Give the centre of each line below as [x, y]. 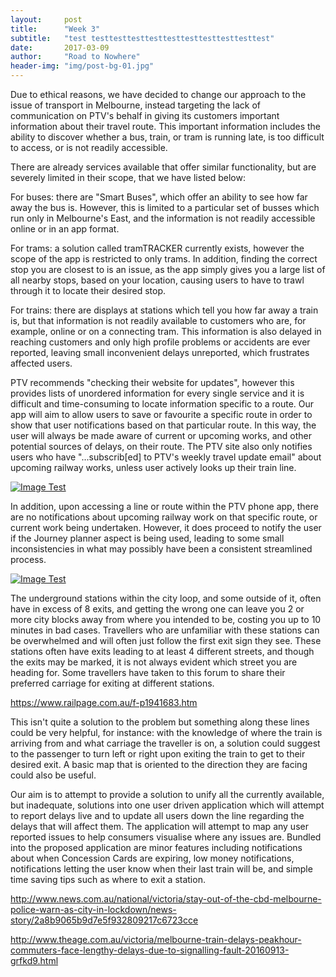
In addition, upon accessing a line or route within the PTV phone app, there [164, 506]
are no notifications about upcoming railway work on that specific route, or [164, 517]
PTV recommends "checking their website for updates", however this [152, 382]
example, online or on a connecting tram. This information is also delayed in [166, 331]
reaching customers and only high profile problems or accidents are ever [160, 342]
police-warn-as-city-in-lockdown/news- [93, 909]
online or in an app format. [65, 229]
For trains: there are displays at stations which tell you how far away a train [164, 310]
